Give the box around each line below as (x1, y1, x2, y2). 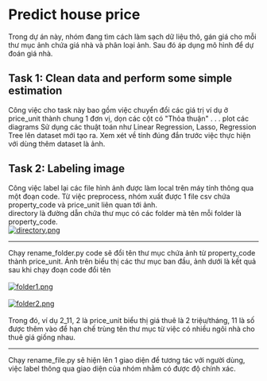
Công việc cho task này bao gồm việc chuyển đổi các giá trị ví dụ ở (8, 105, 229, 114)
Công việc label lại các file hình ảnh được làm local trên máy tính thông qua (8, 183, 254, 192)
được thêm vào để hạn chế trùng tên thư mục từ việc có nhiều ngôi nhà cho (8, 324, 256, 333)
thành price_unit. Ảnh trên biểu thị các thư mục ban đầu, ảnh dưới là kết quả (8, 256, 257, 266)
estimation (8, 84, 63, 98)
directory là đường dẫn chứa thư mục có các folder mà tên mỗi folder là (8, 208, 242, 217)
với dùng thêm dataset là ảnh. (8, 139, 106, 148)
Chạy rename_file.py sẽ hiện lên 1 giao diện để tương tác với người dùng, (8, 355, 246, 364)
